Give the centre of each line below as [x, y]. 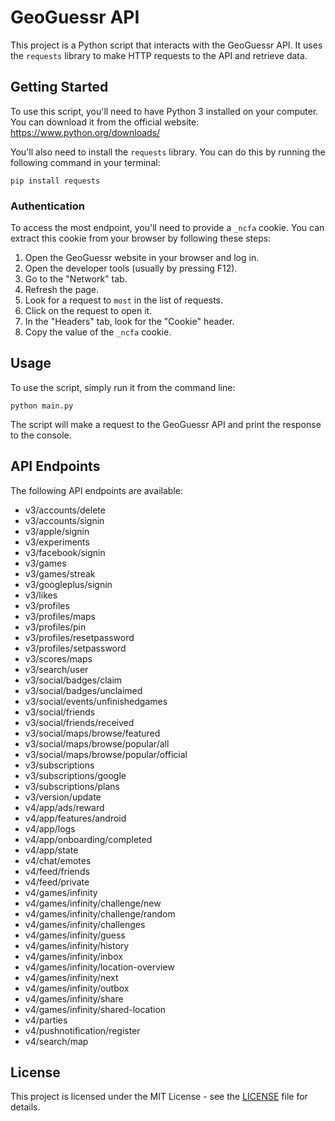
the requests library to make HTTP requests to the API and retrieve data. [159, 55]
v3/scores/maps [58, 658]
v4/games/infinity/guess [75, 935]
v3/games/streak [60, 573]
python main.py [42, 406]
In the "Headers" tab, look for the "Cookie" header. [129, 322]
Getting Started [59, 87]
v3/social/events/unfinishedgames [96, 701]
